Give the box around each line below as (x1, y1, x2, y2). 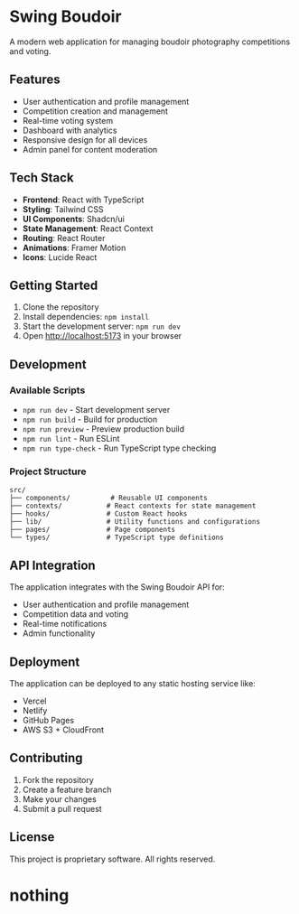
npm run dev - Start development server (22, 405, 171, 415)
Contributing (9, 751, 83, 766)
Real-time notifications (22, 619, 107, 630)
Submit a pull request (22, 803, 102, 814)
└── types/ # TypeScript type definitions (9, 533, 224, 543)
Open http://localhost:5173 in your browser (22, 331, 182, 341)
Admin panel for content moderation (22, 144, 158, 154)
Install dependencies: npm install (22, 312, 149, 322)
